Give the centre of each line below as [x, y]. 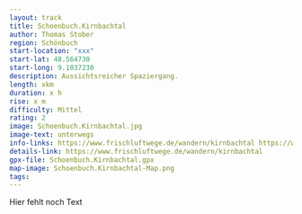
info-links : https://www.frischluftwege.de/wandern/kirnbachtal [132, 143]
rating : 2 [28, 118]
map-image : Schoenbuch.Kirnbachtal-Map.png [92, 168]
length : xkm [31, 85]
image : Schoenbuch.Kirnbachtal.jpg [76, 127]
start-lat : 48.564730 [50, 59]
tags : [19, 176]
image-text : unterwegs [52, 135]
